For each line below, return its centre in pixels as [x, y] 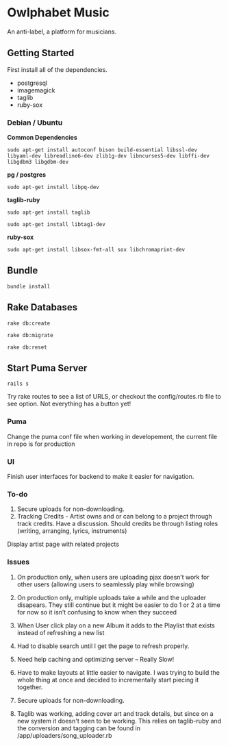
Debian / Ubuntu [35, 123]
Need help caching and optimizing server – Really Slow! [96, 659]
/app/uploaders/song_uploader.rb [64, 735]
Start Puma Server [47, 368]
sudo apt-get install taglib [49, 213]
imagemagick [36, 90]
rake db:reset [27, 347]
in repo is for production [41, 444]
